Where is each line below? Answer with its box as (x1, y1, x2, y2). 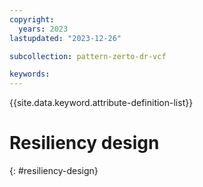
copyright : (9, 14, 55, 25)
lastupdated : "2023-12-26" (9, 33, 122, 43)
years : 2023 (18, 24, 69, 34)
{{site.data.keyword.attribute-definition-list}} (9, 97, 194, 109)
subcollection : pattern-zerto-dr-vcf (9, 51, 167, 61)
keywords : (9, 69, 51, 80)
